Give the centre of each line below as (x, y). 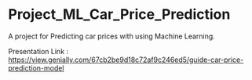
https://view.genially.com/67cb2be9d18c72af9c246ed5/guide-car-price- (126, 60)
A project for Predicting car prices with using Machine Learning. (112, 36)
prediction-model (36, 67)
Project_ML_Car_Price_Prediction (119, 15)
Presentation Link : (38, 51)
